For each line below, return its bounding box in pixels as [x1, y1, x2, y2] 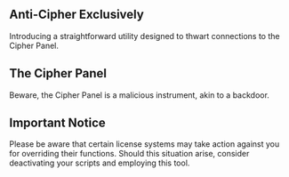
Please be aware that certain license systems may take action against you [9, 139, 280, 149]
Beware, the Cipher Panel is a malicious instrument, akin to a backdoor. [9, 89, 269, 101]
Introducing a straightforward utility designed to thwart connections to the [9, 30, 280, 41]
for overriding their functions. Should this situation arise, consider [9, 149, 250, 159]
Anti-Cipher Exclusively [9, 7, 144, 22]
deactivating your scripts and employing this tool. [9, 157, 190, 168]
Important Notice [9, 116, 106, 131]
